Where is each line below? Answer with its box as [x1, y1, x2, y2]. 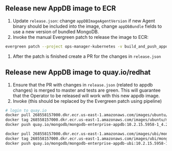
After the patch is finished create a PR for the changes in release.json [12, 53, 161, 59]
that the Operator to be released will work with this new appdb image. [12, 92, 160, 99]
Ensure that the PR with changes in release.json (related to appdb [12, 81, 153, 88]
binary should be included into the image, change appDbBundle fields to [12, 23, 162, 29]
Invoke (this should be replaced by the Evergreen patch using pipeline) [12, 98, 162, 104]
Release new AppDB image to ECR [5, 4, 116, 13]
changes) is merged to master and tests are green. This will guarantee [12, 87, 161, 93]
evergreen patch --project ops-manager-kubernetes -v [5, 44, 123, 49]
